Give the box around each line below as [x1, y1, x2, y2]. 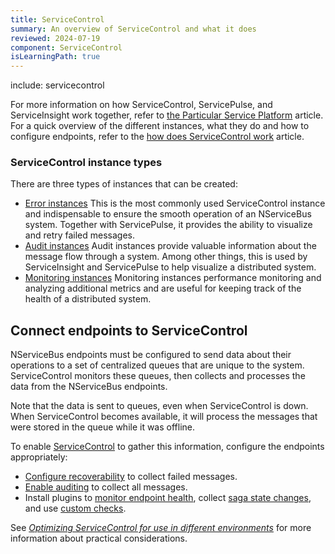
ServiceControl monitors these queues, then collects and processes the [10, 370, 306, 382]
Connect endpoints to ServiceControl [10, 322, 248, 339]
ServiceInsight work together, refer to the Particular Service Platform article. [10, 109, 324, 121]
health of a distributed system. [24, 293, 152, 305]
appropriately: [10, 451, 68, 463]
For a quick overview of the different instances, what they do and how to [10, 120, 310, 132]
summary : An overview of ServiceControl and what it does [10, 24, 257, 34]
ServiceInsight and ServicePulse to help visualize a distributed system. [24, 261, 317, 273]
